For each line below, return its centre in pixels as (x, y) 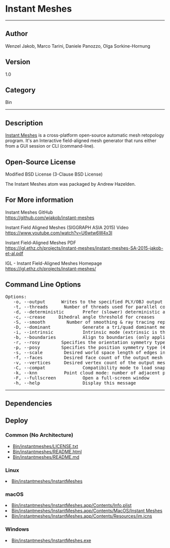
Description (24, 123)
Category (20, 90)
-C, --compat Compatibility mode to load (83, 368)
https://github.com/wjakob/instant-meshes (50, 217)
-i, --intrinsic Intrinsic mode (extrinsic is (86, 332)
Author (16, 34)
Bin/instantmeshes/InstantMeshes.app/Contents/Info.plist (72, 505)
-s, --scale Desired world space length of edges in (89, 352)
